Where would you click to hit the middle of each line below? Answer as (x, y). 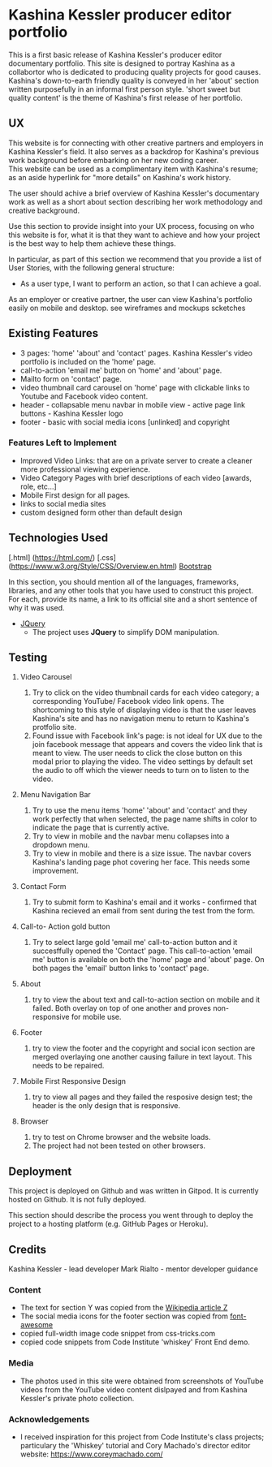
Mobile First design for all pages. (75, 495)
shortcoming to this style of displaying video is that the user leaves (144, 710)
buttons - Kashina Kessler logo (71, 413)
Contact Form (43, 887)
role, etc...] (38, 486)
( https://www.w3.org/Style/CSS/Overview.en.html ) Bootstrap (110, 566)
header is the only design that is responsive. (106, 1106)
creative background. (44, 210)
